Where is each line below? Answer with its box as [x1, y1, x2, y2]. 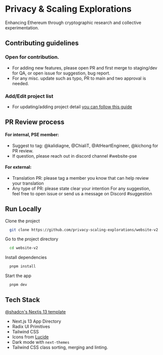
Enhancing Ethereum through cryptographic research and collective [5, 20, 142, 25]
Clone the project [5, 218, 40, 224]
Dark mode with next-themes [12, 339, 70, 345]
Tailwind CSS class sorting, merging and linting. [12, 344, 108, 350]
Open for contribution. [5, 54, 60, 61]
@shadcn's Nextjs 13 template [5, 308, 66, 314]
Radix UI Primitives [12, 323, 50, 329]
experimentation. [5, 24, 39, 30]
